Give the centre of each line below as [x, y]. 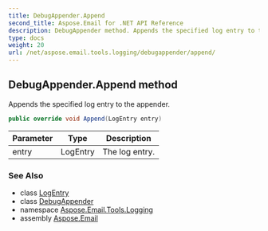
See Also [26, 175]
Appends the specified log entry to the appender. [89, 104]
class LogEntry [44, 193]
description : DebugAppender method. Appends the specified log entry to [132, 30]
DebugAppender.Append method [93, 85]
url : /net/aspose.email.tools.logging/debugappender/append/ [112, 53]
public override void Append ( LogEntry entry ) [85, 119]
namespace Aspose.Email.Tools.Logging [87, 209]
